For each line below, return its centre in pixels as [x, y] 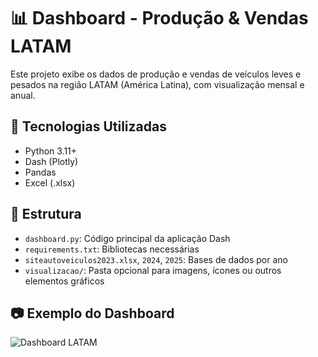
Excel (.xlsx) [50, 182]
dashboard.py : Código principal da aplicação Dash [127, 238]
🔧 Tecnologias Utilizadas [88, 126]
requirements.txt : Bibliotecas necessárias [112, 249]
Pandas [40, 172]
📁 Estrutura [46, 214]
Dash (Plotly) [51, 161]
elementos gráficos [64, 281]
